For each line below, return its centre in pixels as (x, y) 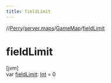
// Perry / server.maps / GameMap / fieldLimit (56, 28)
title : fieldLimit (28, 11)
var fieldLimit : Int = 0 (31, 74)
